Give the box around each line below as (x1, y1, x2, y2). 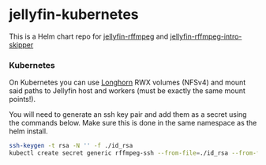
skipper (9, 39, 34, 49)
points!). (9, 95, 36, 104)
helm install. (9, 126, 48, 136)
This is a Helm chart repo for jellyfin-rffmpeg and (9, 32, 169, 41)
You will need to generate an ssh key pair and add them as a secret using (9, 110, 247, 119)
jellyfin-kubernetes (9, 6, 139, 24)
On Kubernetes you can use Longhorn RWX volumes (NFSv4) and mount (9, 77, 246, 88)
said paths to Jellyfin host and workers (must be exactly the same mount (9, 86, 245, 96)
